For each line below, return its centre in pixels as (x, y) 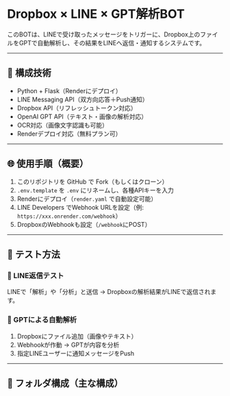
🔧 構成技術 (29, 73)
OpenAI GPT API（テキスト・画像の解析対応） (82, 116)
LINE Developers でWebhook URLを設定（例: (80, 207)
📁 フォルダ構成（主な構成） (65, 383)
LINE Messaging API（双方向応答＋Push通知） (82, 99)
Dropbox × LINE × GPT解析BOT (96, 14)
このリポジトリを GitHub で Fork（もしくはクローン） (92, 182)
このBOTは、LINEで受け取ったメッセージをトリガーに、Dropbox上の (104, 34)
